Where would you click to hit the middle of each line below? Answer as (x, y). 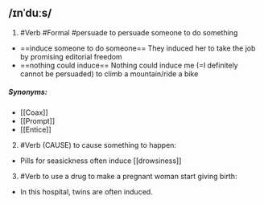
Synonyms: (28, 92)
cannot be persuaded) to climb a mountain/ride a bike (109, 73)
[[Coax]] (34, 112)
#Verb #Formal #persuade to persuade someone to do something (129, 32)
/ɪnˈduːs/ (30, 13)
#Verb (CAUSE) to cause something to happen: (98, 145)
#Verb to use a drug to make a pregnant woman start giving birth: (128, 176)
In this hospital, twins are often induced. (86, 191)
